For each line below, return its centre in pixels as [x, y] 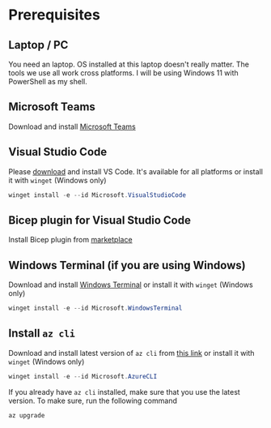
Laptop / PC [38, 45]
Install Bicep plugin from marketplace [70, 240]
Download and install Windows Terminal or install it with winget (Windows [131, 285]
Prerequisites [55, 15]
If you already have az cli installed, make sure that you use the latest [124, 392]
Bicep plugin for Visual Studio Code [100, 220]
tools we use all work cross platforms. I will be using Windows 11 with [123, 73]
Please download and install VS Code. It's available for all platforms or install [135, 171]
